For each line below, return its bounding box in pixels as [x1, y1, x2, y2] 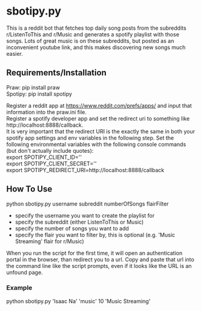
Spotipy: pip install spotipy [6, 90, 73, 98]
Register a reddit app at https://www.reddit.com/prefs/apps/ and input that [6, 102, 192, 109]
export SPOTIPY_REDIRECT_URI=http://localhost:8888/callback [6, 166, 165, 173]
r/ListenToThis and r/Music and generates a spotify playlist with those [6, 30, 180, 38]
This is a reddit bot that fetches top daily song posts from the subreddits [6, 24, 186, 32]
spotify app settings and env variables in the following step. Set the [6, 134, 174, 141]
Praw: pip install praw [6, 84, 61, 91]
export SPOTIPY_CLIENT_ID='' [6, 153, 82, 161]
